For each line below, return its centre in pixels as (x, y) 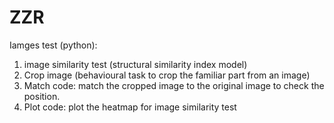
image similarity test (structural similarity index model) (135, 64)
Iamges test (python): (53, 45)
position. (42, 96)
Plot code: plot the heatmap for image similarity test (130, 107)
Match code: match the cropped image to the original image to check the (174, 85)
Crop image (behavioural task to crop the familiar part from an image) (167, 75)
